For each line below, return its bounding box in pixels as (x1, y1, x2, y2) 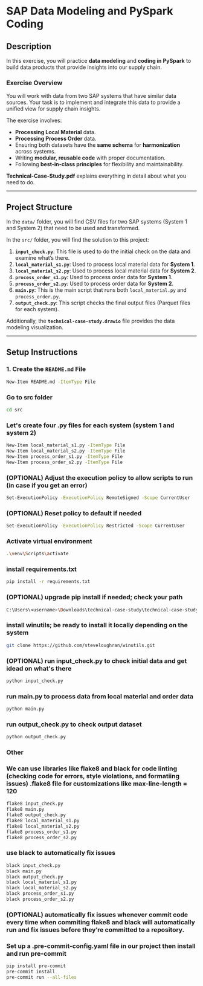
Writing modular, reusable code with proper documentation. (14, 154, 166, 161)
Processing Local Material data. (14, 129, 96, 136)
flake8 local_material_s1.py (6, 817, 80, 824)
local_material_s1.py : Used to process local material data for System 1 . (14, 261, 195, 268)
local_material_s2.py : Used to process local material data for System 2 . (14, 267, 196, 274)
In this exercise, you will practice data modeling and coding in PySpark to (6, 57, 192, 64)
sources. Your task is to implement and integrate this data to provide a (6, 98, 181, 106)
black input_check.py (6, 862, 61, 868)
